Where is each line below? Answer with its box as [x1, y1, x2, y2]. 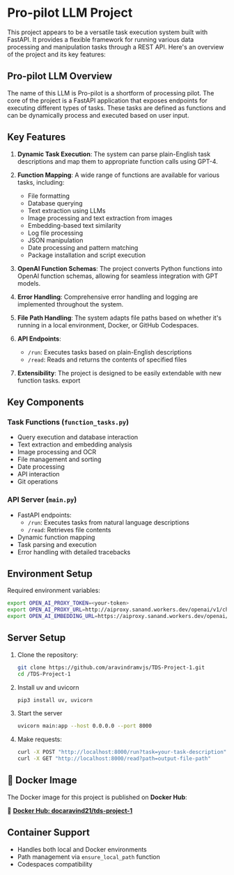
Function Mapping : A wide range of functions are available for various [17, 171, 220, 179]
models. [17, 279, 41, 287]
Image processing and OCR [17, 448, 97, 456]
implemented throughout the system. [17, 300, 124, 308]
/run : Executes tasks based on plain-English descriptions [27, 348, 192, 356]
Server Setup [7, 632, 66, 644]
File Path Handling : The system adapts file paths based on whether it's [17, 313, 221, 322]
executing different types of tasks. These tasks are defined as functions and [7, 103, 226, 112]
